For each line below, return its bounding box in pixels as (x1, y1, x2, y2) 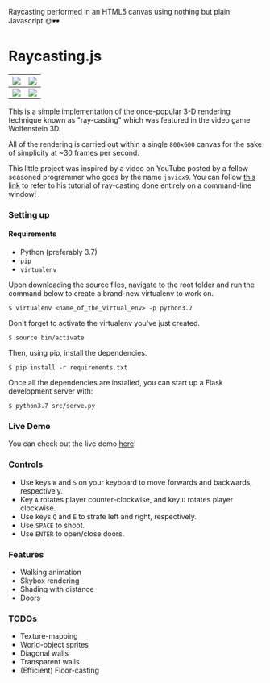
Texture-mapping (19, 631, 78, 641)
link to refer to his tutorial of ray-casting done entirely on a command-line (8, 181, 252, 190)
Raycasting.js (8, 48, 102, 65)
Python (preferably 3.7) (19, 248, 98, 257)
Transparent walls (19, 657, 80, 667)
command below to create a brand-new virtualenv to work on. (8, 289, 214, 298)
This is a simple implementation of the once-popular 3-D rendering (8, 106, 231, 116)
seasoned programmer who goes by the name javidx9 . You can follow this (8, 172, 256, 181)
